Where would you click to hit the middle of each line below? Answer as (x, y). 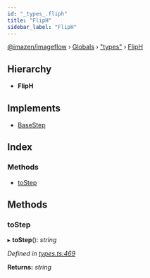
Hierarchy (30, 69)
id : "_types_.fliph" (38, 14)
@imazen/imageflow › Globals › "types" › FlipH (75, 47)
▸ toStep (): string (32, 240)
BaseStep (31, 125)
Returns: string (29, 267)
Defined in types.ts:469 (42, 253)
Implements (34, 108)
